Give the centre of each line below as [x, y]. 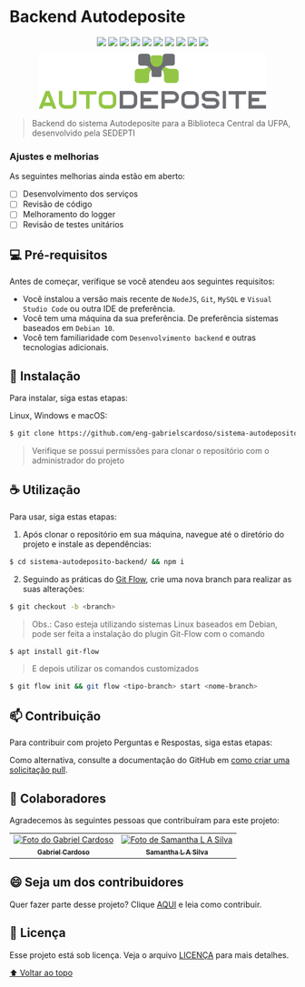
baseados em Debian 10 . [69, 328]
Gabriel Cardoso [64, 852]
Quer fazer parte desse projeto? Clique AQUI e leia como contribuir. [136, 904]
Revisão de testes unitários [73, 225]
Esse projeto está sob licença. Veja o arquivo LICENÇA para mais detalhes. [149, 955]
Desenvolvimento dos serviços [80, 194]
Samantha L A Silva [177, 852]
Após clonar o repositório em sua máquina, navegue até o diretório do [153, 534]
